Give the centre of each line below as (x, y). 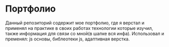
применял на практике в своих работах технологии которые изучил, (79, 28)
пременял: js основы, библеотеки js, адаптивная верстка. (68, 39)
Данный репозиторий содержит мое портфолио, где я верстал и (75, 23)
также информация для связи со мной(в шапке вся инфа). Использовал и (85, 33)
